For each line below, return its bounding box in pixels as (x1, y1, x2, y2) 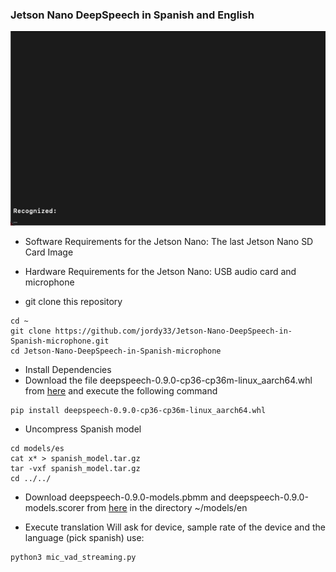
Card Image (24, 246, 74, 258)
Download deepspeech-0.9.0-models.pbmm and (24, 491, 227, 503)
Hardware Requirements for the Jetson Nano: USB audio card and (24, 266, 297, 278)
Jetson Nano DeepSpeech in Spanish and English (10, 8, 255, 22)
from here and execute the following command (24, 385, 218, 397)
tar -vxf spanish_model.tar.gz (10, 464, 141, 474)
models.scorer (24, 502, 85, 514)
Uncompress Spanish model (24, 423, 142, 435)
